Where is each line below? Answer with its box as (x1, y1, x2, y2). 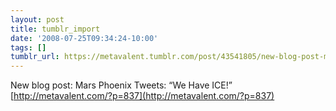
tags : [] (10, 42, 47, 53)
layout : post (10, 14, 65, 25)
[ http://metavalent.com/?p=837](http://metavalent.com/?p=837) (10, 90, 275, 102)
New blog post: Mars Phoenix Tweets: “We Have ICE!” (10, 79, 233, 91)
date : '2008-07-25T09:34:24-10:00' (10, 33, 159, 43)
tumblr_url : (10, 52, 60, 62)
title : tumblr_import (10, 24, 101, 34)
